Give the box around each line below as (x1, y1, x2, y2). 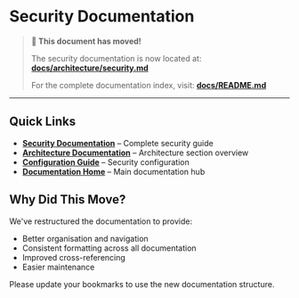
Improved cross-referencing (21, 252, 126, 262)
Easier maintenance (21, 261, 95, 272)
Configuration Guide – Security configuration (21, 156, 190, 167)
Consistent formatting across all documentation (21, 243, 198, 253)
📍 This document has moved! (30, 36, 142, 46)
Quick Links (9, 114, 77, 129)
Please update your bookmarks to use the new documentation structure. (9, 278, 275, 289)
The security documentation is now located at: (30, 53, 202, 63)
